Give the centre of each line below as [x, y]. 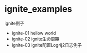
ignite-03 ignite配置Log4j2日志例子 [47, 45]
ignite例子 [15, 23]
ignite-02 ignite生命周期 [35, 39]
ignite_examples [38, 9]
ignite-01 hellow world [34, 33]
